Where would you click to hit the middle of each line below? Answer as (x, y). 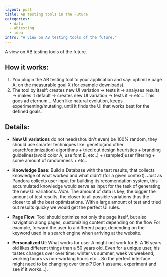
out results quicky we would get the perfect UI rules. (66, 207)
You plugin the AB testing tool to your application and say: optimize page (87, 79)
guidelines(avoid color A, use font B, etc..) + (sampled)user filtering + (83, 155)
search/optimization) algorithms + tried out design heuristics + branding (86, 150)
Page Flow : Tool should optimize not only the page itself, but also (79, 217)
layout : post (19, 10)
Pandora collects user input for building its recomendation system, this (85, 181)
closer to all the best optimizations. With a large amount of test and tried (86, 202)
